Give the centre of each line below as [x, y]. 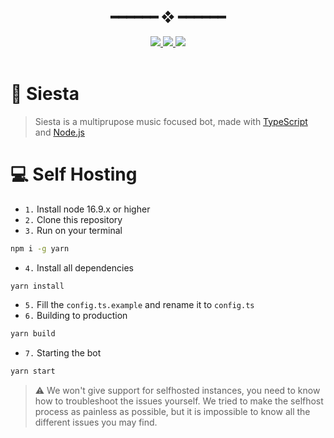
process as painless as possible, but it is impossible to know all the [172, 412]
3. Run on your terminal [73, 230]
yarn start [33, 371]
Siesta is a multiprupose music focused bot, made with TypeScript [171, 121]
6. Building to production [76, 316]
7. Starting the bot [63, 353]
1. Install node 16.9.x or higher [87, 209]
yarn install [37, 286]
